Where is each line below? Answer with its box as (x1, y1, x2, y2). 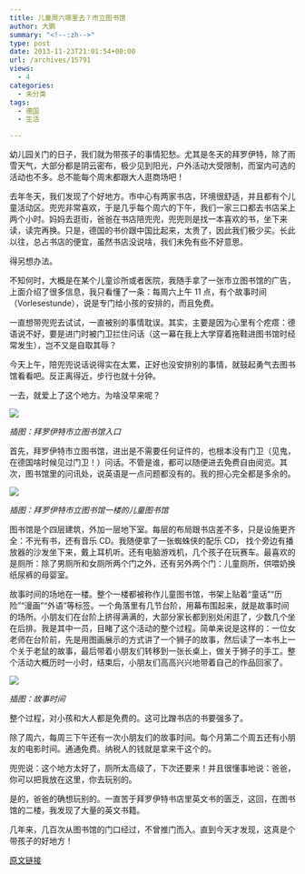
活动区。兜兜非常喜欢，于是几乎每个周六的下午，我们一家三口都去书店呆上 (16, 202, 296, 214)
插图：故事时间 (9, 693, 65, 705)
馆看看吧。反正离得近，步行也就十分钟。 (9, 370, 161, 382)
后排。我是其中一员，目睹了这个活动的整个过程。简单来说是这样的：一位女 (16, 623, 296, 634)
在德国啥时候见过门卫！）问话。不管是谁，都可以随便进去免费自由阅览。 (9, 457, 280, 468)
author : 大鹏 (9, 22, 56, 31)
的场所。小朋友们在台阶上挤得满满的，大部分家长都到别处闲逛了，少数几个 (9, 611, 288, 623)
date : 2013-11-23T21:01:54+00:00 (9, 47, 136, 56)
